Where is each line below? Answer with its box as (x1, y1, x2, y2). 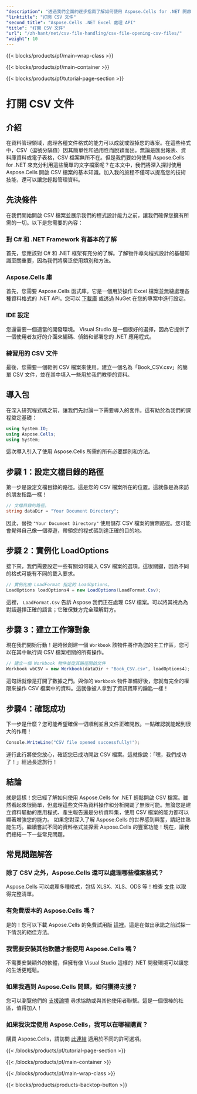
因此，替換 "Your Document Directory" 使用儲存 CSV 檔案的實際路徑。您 (6, 520, 181, 527)
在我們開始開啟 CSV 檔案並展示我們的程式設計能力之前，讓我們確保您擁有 (6, 211, 184, 218)
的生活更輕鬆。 (6, 966, 42, 973)
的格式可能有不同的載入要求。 (6, 570, 78, 577)
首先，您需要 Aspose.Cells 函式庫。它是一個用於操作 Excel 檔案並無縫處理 (6, 288, 185, 295)
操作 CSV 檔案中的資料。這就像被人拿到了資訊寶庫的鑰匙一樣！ (16, 685, 169, 692)
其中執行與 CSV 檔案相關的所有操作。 (16, 649, 107, 656)
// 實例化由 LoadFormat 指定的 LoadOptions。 (6, 581, 113, 587)
